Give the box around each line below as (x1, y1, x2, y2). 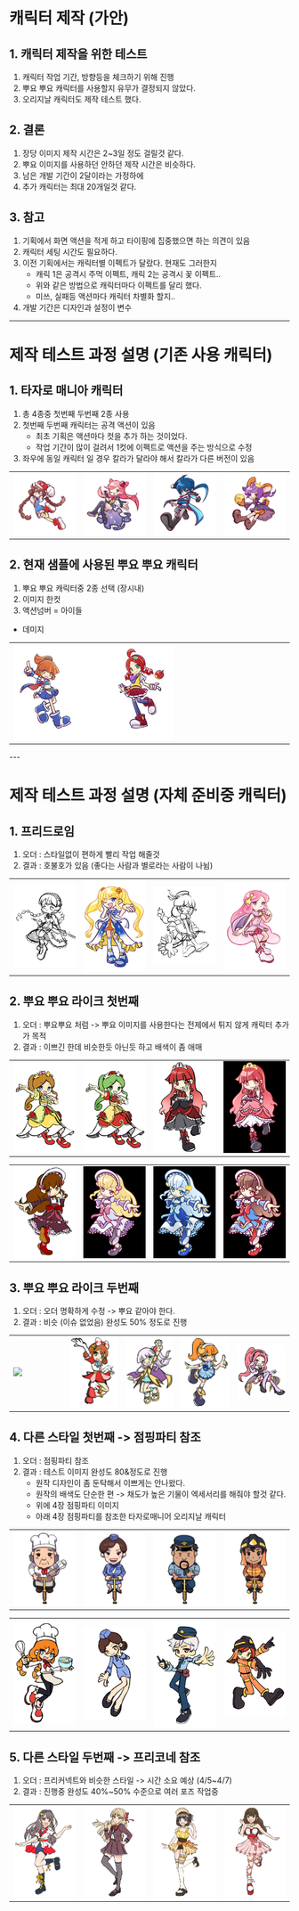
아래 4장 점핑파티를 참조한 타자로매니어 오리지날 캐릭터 (35, 1511, 227, 1522)
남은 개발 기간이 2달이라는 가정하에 (21, 170, 144, 181)
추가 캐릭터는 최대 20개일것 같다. (21, 181, 137, 192)
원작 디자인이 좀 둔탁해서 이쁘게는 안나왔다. (35, 1477, 186, 1488)
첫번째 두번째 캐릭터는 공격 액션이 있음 (21, 420, 156, 430)
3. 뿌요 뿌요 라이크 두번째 (9, 1280, 140, 1295)
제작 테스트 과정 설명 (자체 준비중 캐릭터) (9, 786, 287, 806)
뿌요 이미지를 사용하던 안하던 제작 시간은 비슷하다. (21, 159, 196, 169)
